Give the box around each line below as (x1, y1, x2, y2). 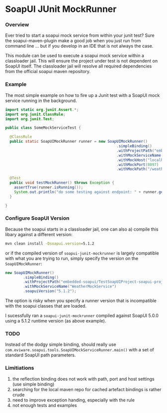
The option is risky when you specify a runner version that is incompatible (5, 298, 157, 304)
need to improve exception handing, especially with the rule (12, 397, 135, 403)
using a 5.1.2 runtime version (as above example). (5, 318, 106, 324)
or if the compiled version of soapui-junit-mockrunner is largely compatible (5, 250, 159, 256)
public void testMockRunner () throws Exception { (9, 180, 114, 185)
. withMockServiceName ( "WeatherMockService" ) (23, 284, 117, 289)
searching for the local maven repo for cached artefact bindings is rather (12, 386, 162, 392)
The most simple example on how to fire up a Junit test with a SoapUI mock (5, 92, 160, 98)
